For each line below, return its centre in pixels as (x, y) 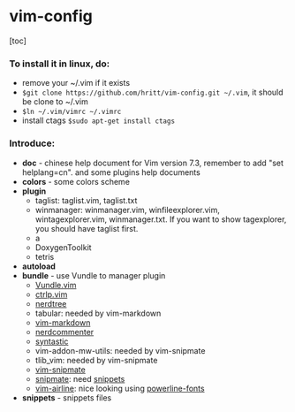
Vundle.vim (56, 285)
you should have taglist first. (87, 228)
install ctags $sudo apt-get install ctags (98, 120)
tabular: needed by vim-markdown (98, 313)
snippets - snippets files (67, 397)
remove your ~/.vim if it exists (76, 83)
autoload (38, 266)
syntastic (52, 341)
